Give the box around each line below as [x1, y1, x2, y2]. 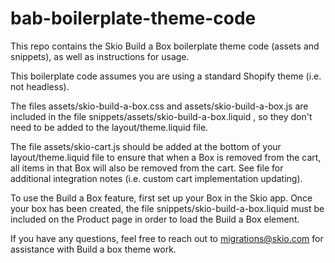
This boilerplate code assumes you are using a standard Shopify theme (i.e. [10, 70, 322, 82]
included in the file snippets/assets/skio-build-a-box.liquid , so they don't [10, 110, 313, 122]
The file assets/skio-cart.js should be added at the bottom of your [10, 140, 282, 152]
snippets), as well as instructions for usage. [10, 50, 190, 62]
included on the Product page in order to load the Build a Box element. [10, 213, 300, 225]
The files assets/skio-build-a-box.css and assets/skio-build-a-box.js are [10, 100, 309, 112]
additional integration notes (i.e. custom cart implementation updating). [10, 172, 303, 184]
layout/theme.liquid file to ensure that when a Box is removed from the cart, [10, 151, 322, 163]
